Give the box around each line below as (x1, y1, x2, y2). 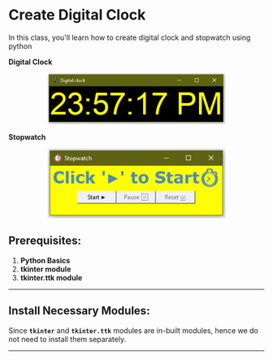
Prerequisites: (8, 234, 81, 248)
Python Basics (19, 255, 71, 265)
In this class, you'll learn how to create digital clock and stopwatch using (8, 33, 251, 42)
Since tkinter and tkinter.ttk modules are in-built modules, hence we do (8, 325, 258, 335)
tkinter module (19, 264, 71, 274)
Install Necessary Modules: (8, 304, 150, 318)
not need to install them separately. (8, 334, 127, 344)
